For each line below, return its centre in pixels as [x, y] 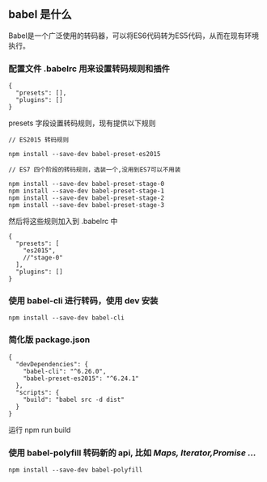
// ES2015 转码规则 [39, 140]
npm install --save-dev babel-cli [67, 318]
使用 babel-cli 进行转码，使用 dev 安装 [83, 301]
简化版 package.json [49, 340]
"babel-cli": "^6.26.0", [65, 371]
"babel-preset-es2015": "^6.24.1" [81, 378]
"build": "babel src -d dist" [74, 400]
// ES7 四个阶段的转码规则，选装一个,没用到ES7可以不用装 [95, 170]
